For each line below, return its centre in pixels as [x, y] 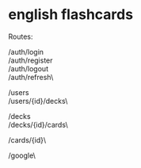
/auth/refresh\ [31, 77]
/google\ [22, 155]
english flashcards [70, 15]
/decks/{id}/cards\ [38, 124]
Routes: [21, 36]
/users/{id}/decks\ [38, 101]
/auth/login [26, 52]
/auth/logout [29, 68]
